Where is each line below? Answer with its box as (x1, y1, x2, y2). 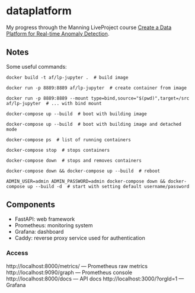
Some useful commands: (6, 63, 67, 70)
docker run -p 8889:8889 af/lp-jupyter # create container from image (6, 85, 187, 91)
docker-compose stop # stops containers (6, 147, 110, 153)
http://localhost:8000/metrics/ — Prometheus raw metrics (6, 262, 148, 269)
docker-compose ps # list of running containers (6, 136, 132, 143)
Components (6, 200, 55, 210)
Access (6, 249, 28, 257)
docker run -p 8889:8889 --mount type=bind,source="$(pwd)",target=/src (6, 95, 190, 101)
